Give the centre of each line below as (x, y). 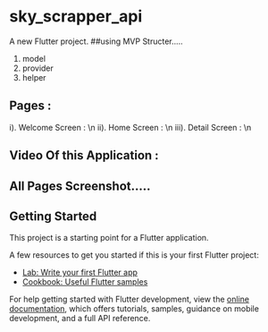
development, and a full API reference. (80, 319)
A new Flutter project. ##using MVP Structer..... (96, 41)
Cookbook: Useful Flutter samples (85, 282)
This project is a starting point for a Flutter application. (109, 238)
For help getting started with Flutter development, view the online (130, 299)
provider (38, 68)
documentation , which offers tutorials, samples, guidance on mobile (134, 309)
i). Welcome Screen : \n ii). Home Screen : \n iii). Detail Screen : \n (130, 127)
